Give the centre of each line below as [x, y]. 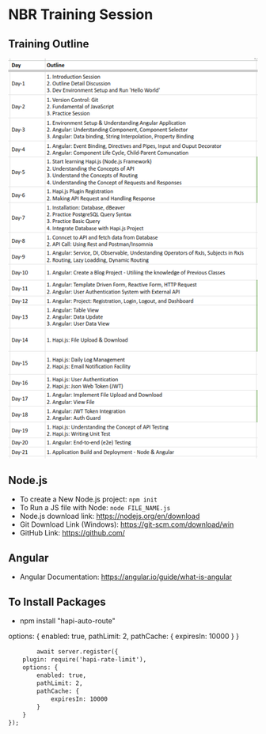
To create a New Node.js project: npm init [89, 499]
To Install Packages [57, 602]
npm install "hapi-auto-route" [68, 620]
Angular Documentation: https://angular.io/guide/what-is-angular [125, 577]
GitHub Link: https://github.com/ [72, 533]
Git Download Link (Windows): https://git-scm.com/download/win [127, 524]
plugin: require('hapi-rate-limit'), [85, 659]
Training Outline [49, 44]
